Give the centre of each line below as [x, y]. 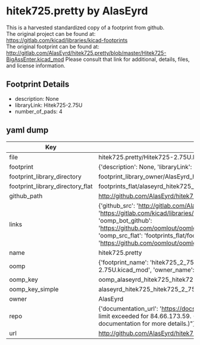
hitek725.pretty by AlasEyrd [77, 11]
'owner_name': [174, 270]
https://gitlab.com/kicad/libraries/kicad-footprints [67, 40]
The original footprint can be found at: [53, 47]
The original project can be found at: [51, 33]
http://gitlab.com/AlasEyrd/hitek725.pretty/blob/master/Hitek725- [86, 53]
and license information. [36, 65]
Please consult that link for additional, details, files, [127, 59]
